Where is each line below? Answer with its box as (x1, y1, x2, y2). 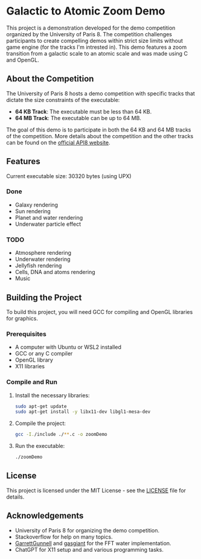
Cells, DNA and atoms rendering (14, 269, 95, 276)
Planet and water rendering (14, 214, 83, 221)
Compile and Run (6, 378, 57, 386)
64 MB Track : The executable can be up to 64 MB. (14, 114, 142, 121)
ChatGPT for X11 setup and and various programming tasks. (14, 546, 164, 553)
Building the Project (6, 292, 82, 302)
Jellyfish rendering (14, 262, 62, 269)
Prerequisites (6, 330, 46, 338)
